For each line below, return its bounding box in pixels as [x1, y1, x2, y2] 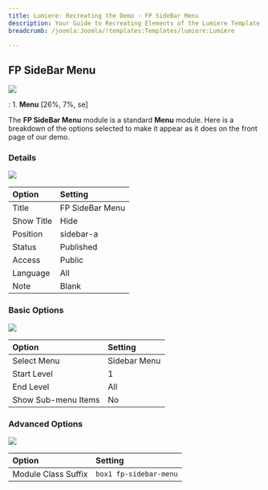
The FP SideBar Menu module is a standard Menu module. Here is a [8, 115, 234, 125]
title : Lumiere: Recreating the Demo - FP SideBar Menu [8, 11, 199, 20]
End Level [12, 381, 50, 392]
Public [59, 254, 84, 265]
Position [12, 229, 43, 240]
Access [12, 254, 41, 265]
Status [12, 241, 37, 253]
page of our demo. [8, 132, 71, 142]
